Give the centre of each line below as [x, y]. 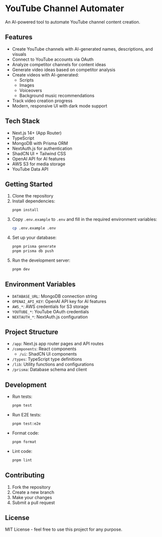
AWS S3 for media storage [39, 164]
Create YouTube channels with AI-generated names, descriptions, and [82, 49]
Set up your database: [34, 238]
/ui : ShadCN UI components [48, 354]
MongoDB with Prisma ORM [40, 143]
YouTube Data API [30, 169]
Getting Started [29, 184]
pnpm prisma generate [34, 247]
